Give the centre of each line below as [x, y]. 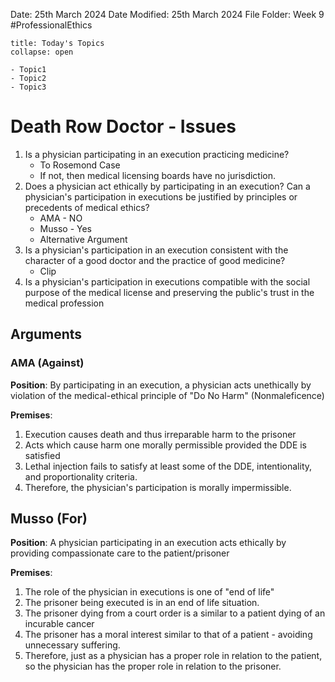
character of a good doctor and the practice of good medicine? [155, 260]
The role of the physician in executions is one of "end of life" [149, 592]
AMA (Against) [47, 363]
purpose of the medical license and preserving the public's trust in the [169, 292]
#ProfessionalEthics [51, 25]
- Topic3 [28, 87]
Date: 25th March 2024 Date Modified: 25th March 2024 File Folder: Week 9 [167, 14]
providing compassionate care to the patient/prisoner [120, 553]
